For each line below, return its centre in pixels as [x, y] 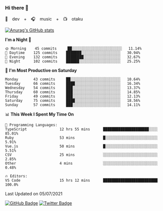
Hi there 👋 [17, 8]
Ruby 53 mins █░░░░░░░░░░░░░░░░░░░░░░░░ [81, 138]
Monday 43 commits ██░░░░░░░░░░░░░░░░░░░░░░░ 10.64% [72, 79]
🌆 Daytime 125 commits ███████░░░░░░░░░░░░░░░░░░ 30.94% [72, 53]
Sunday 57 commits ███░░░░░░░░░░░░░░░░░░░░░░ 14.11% [72, 105]
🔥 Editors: [16, 176]
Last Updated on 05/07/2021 [34, 194]
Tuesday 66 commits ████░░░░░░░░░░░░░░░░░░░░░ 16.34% [72, 84]
